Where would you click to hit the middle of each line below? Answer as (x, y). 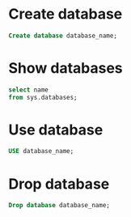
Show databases (65, 68)
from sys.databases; (43, 97)
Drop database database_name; (59, 206)
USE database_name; (41, 151)
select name (28, 90)
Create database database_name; (63, 36)
